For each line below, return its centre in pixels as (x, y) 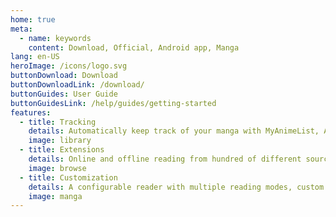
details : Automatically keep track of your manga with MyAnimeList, (174, 131)
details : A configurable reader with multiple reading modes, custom (176, 187)
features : (31, 112)
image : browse (57, 168)
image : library (60, 141)
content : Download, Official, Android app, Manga (134, 47)
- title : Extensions (62, 150)
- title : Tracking (58, 122)
